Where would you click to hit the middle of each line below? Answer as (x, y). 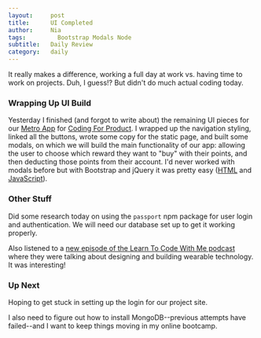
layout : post (37, 15)
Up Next (24, 285)
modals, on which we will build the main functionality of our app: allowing (127, 145)
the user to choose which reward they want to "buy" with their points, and (128, 153)
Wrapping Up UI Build (50, 103)
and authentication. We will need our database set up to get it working (122, 224)
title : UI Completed (50, 23)
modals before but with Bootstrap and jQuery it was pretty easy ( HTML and (130, 171)
